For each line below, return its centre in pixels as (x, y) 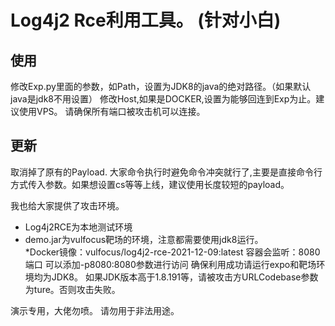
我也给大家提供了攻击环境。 (67, 205)
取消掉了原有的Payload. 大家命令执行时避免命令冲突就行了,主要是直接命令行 (166, 172)
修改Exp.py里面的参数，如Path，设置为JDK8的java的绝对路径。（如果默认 (161, 86)
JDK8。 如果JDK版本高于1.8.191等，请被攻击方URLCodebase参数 (185, 277)
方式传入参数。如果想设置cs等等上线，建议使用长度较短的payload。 (150, 184)
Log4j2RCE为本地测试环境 (78, 227)
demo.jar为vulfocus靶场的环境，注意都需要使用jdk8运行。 (144, 239)
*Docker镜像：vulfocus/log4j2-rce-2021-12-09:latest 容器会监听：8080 (172, 252)
